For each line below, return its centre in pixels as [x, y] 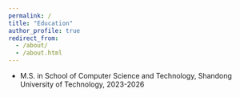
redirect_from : [34, 38]
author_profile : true [44, 30]
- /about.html [39, 53]
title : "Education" [41, 23]
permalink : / [30, 16]
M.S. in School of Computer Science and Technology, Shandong [126, 76]
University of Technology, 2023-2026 [82, 84]
